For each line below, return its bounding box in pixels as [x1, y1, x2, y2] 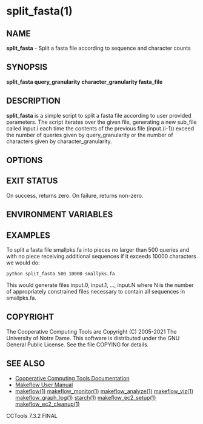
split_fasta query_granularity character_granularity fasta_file [6, 78, 163, 86]
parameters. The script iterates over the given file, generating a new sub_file [6, 118, 197, 126]
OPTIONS [6, 155, 43, 166]
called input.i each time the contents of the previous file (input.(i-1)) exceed [6, 124, 195, 132]
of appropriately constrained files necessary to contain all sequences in [6, 288, 185, 295]
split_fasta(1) [6, 4, 73, 18]
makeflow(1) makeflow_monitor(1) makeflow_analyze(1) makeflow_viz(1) [15, 387, 194, 395]
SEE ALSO [6, 358, 45, 369]
